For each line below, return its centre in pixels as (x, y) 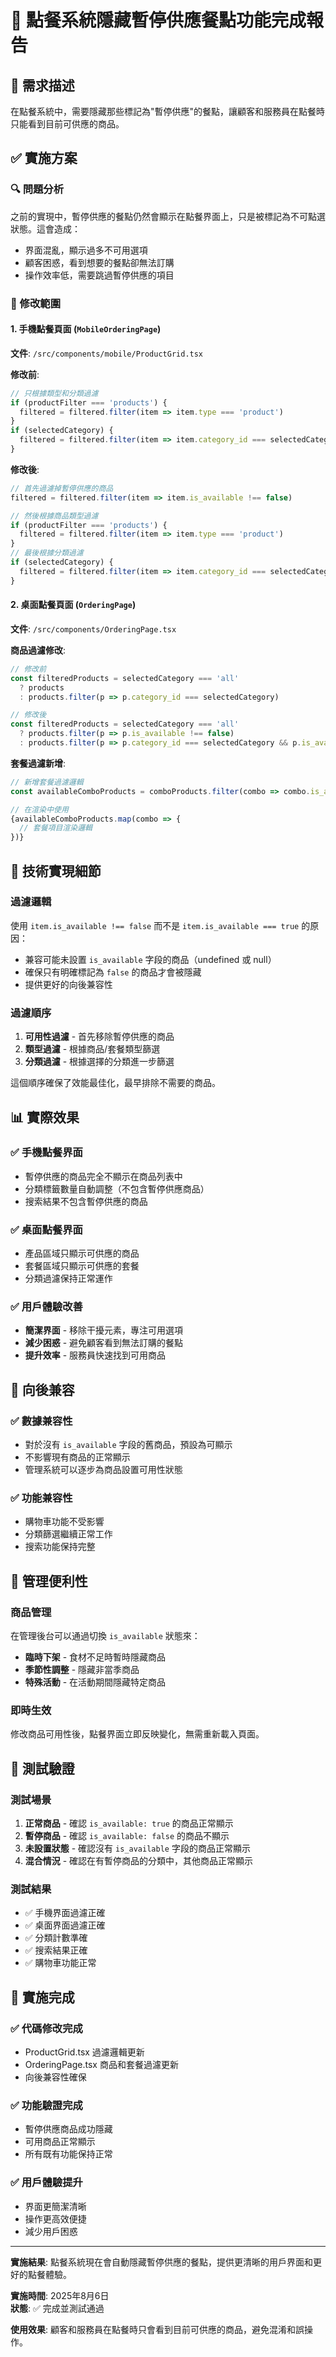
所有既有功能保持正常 (68, 2154)
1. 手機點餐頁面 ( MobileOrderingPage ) (86, 329)
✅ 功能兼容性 (41, 1498)
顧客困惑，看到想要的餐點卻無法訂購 (99, 262)
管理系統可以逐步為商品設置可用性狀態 (103, 1470)
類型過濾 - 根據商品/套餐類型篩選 (92, 1049)
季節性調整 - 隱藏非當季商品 (82, 1670)
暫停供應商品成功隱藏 (68, 2129)
